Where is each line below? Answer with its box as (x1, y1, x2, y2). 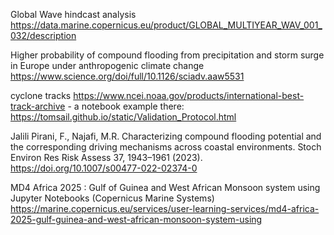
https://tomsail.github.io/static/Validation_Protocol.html (10, 111, 237, 123)
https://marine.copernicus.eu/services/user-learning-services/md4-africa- (10, 203, 320, 214)
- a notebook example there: (67, 100, 185, 112)
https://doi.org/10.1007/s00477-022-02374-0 (10, 162, 198, 174)
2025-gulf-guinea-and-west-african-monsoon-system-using (10, 214, 263, 225)
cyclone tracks (10, 90, 72, 101)
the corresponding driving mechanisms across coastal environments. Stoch (10, 141, 322, 153)
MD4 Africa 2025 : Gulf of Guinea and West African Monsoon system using (10, 182, 321, 193)
